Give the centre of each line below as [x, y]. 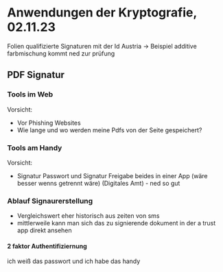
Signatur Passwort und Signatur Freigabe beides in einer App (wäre [112, 175]
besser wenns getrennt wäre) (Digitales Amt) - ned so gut [98, 183]
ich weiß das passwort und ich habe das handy [74, 261]
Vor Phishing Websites [49, 123]
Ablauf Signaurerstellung [50, 201]
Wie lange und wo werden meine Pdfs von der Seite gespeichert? [109, 130]
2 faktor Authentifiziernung [47, 246]
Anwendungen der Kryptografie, [102, 13]
